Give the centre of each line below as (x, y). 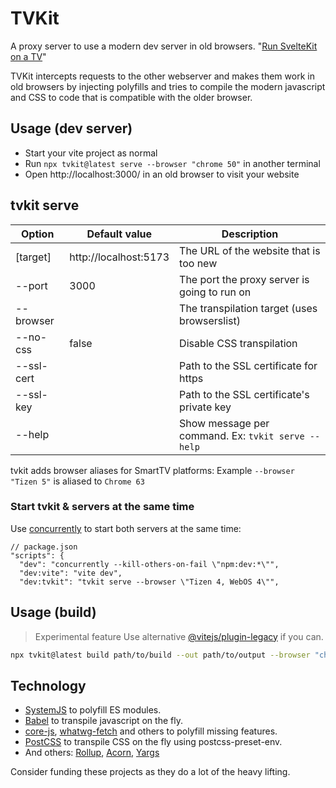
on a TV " (28, 56)
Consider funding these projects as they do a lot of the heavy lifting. (150, 772)
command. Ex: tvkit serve (242, 435)
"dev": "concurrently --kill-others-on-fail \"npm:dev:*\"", (149, 564)
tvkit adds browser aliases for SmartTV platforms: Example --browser (152, 470)
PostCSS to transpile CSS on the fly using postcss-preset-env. (153, 742)
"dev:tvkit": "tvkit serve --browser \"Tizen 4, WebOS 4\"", (149, 582)
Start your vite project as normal (91, 153)
